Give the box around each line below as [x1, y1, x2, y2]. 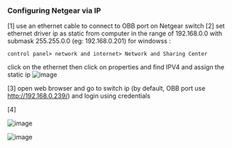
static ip [7, 70, 31, 79]
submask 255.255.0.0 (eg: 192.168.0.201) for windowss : [7, 37, 172, 45]
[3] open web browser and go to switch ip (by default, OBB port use [7, 84, 206, 93]
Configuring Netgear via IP [7, 6, 101, 16]
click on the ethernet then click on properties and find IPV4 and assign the [7, 63, 225, 72]
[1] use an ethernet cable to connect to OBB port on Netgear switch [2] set [7, 22, 225, 30]
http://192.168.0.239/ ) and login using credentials [7, 91, 151, 101]
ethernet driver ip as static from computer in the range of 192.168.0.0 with [7, 29, 222, 38]
